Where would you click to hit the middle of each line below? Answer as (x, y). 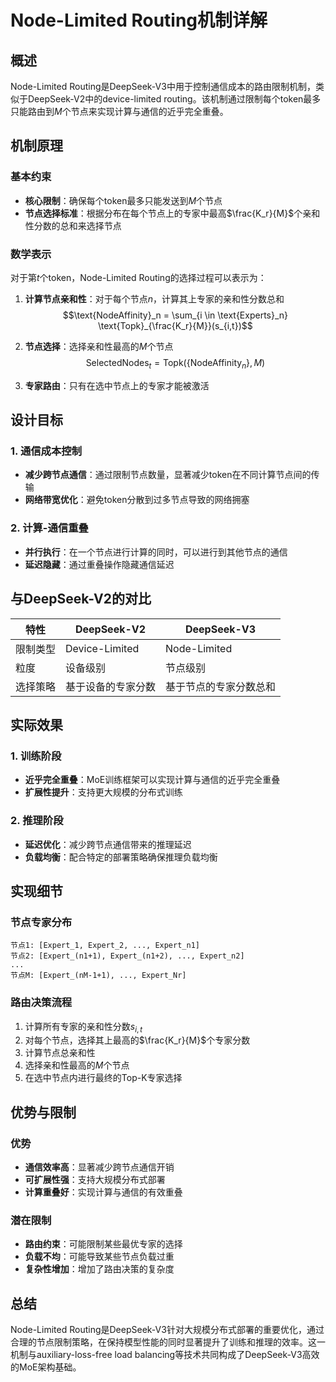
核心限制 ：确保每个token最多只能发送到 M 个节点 (123, 200)
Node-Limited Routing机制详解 (139, 20)
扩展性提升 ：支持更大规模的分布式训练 (103, 792)
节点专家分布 (41, 922)
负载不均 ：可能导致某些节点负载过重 (99, 1257)
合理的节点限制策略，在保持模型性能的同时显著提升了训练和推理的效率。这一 (168, 1342)
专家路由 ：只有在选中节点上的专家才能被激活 (117, 385)
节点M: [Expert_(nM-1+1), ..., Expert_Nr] (98, 976)
